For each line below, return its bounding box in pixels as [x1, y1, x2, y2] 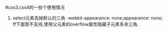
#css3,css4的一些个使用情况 [5, 4, 65, 10]
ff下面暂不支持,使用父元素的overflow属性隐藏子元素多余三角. [12, 21, 139, 27]
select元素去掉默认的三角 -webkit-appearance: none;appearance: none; [12, 15, 163, 21]
